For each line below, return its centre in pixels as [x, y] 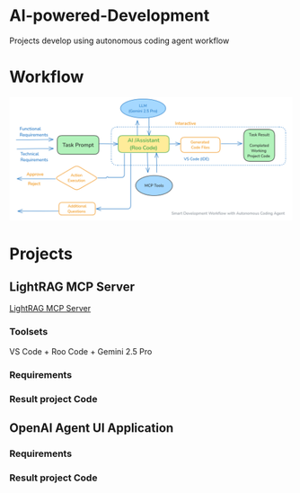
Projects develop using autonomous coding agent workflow [119, 40]
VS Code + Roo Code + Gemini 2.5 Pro [81, 351]
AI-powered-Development [110, 16]
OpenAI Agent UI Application [92, 428]
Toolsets [29, 332]
